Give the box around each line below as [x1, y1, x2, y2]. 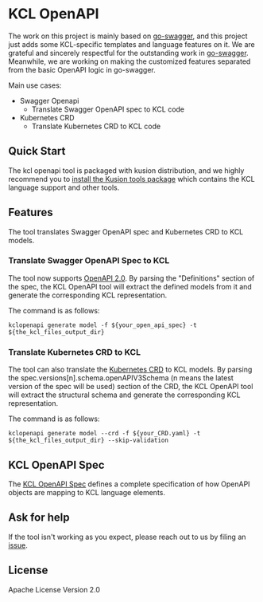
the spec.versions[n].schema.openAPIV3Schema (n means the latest [8, 373, 234, 383]
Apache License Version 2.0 [8, 584, 101, 594]
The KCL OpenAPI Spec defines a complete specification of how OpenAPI [8, 479, 250, 489]
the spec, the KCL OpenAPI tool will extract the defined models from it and [8, 281, 252, 291]
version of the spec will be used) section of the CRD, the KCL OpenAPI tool [8, 382, 253, 391]
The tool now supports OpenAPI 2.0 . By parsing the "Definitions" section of [8, 273, 255, 283]
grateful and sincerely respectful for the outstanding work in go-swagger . [8, 48, 249, 57]
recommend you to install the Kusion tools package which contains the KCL [8, 174, 256, 183]
